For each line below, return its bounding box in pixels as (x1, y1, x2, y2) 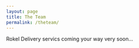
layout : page (6, 8, 38, 15)
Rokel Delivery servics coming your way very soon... (6, 36, 134, 43)
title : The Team (6, 14, 46, 20)
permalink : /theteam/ (6, 19, 59, 25)
